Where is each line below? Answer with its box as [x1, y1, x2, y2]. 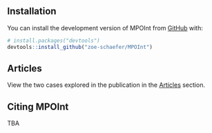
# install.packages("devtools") [7, 37, 100, 44]
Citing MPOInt [7, 101, 69, 112]
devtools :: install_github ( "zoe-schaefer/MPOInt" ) [7, 43, 153, 50]
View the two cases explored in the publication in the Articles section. [7, 81, 206, 89]
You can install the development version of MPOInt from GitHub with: [7, 23, 204, 32]
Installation [7, 6, 57, 17]
